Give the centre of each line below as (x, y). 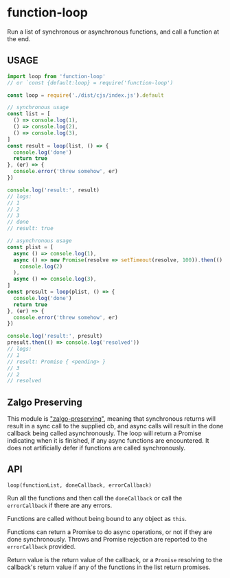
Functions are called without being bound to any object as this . (97, 518)
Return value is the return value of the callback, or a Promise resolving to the (115, 559)
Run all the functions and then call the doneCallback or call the (95, 498)
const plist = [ (30, 247)
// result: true (30, 229)
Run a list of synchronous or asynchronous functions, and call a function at (113, 32)
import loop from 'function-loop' (57, 76)
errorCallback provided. (42, 546)
